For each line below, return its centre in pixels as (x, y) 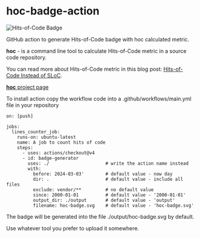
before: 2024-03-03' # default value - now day (102, 174)
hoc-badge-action (53, 11)
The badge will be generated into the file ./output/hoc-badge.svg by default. (100, 216)
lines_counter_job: (36, 132)
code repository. (26, 57)
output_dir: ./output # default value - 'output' (104, 200)
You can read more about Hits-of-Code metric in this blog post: (84, 69)
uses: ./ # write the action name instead (108, 163)
